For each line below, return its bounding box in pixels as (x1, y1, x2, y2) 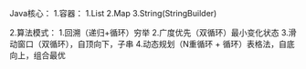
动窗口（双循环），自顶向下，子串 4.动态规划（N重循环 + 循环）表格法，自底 (9, 39, 295, 49)
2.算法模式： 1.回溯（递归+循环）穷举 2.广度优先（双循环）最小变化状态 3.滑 (9, 27, 297, 38)
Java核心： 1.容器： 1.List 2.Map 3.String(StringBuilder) (9, 8, 217, 18)
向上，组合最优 (9, 50, 66, 61)
